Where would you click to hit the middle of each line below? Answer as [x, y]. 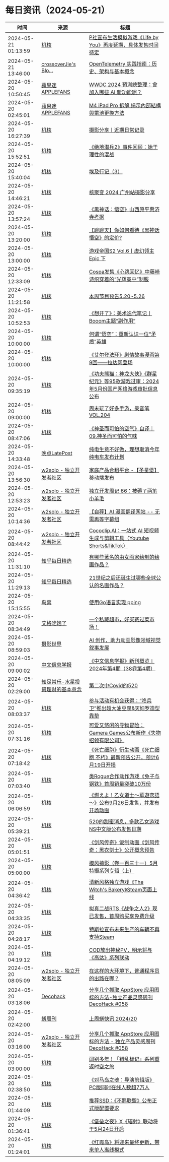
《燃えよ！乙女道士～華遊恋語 [124, 795]
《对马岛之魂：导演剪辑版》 [122, 1080]
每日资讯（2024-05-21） [58, 10]
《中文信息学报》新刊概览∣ [122, 661]
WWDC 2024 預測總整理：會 [123, 85]
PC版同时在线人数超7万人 [119, 1087]
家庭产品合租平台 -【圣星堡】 [124, 470]
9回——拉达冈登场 [111, 362]
